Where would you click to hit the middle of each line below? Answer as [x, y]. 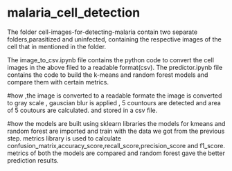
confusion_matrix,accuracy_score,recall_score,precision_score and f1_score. [116, 145]
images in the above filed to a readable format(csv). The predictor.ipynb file [115, 67]
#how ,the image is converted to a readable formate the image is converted [115, 96]
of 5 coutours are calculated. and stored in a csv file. [82, 110]
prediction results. [33, 160]
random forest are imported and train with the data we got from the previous [116, 131]
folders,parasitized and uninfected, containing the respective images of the [114, 39]
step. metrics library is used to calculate [64, 138]
